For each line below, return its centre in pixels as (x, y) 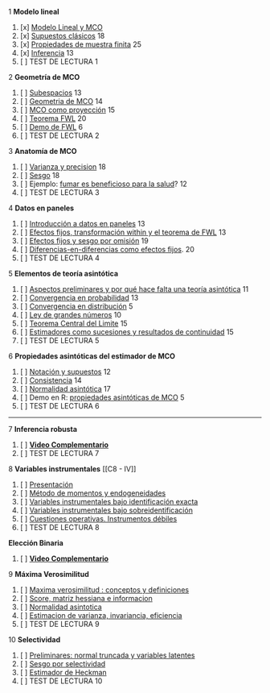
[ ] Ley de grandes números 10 (71, 315)
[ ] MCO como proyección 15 (67, 110)
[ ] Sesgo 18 (40, 175)
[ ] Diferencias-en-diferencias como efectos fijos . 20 (107, 249)
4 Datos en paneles (41, 208)
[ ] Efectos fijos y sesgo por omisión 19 (84, 241)
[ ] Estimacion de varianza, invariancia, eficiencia (101, 615)
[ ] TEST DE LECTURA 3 (59, 192)
